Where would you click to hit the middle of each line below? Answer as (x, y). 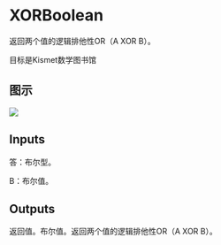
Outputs (32, 209)
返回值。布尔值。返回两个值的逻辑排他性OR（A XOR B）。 (114, 232)
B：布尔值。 (31, 180)
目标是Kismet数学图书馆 (53, 59)
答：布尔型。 (32, 162)
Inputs (27, 139)
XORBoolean (57, 15)
